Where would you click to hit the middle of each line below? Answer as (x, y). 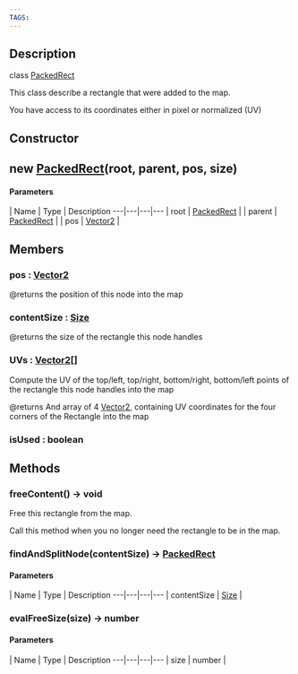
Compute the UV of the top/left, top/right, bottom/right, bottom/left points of (149, 380)
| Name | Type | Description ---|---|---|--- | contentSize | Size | (126, 595)
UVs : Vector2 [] (43, 360)
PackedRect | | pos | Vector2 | (64, 221)
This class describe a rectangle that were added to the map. (120, 93)
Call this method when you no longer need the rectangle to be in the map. (145, 531)
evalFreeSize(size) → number (74, 618)
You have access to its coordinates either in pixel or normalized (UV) (136, 110)
